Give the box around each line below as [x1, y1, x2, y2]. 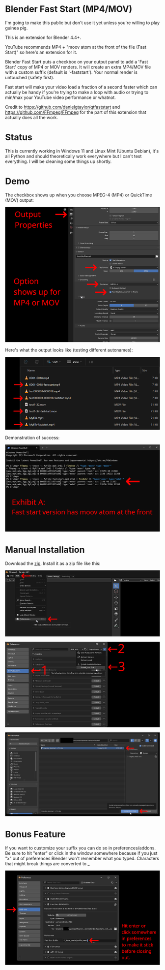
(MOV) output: [5, 197, 34, 203]
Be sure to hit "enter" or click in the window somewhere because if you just [5, 850, 158, 856]
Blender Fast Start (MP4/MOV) [5, 3, 133, 15]
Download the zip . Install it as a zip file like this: [5, 561, 101, 566]
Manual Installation [5, 544, 85, 556]
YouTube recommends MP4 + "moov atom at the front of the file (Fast [5, 44, 146, 50]
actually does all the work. [5, 114, 58, 120]
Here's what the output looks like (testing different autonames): [5, 347, 133, 353]
